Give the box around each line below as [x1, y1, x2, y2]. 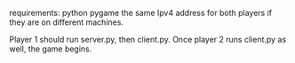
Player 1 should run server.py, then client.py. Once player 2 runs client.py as [9, 35, 287, 44]
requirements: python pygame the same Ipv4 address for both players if [9, 8, 273, 18]
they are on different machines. [9, 17, 124, 28]
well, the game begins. [9, 43, 92, 54]
